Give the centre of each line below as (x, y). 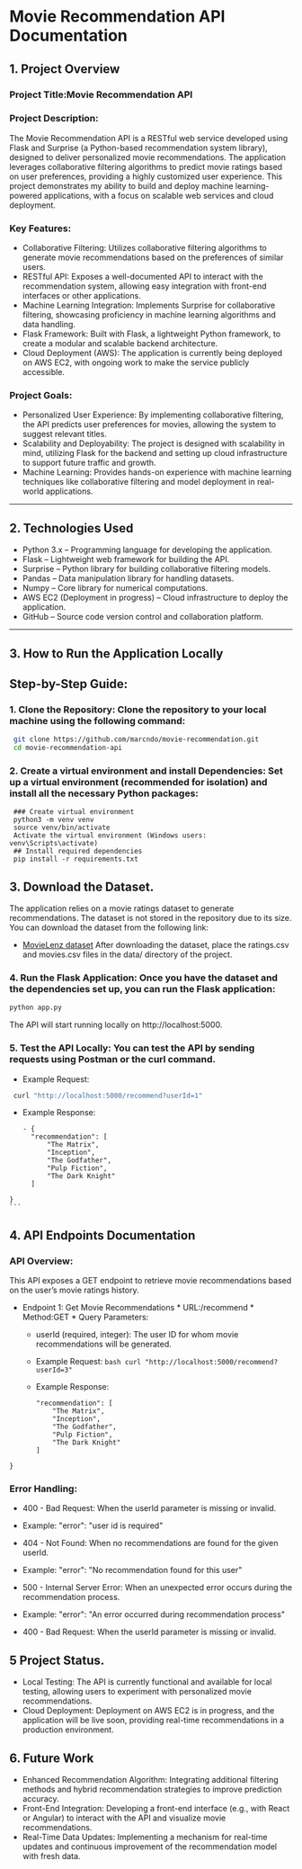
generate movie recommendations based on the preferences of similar (153, 257)
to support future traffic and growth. (89, 463)
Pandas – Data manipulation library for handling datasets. (128, 578)
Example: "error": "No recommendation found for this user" (132, 1570)
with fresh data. (51, 1856)
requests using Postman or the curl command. (113, 1060)
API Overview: (41, 1261)
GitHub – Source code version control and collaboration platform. (142, 617)
